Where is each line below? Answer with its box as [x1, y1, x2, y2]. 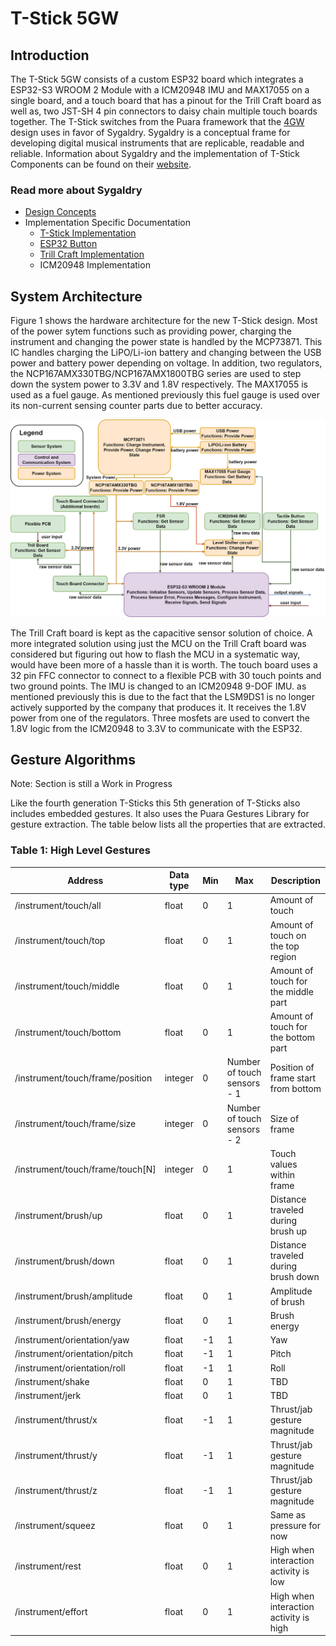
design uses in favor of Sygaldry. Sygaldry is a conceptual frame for [10, 127, 291, 138]
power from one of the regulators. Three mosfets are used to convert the [10, 712, 310, 724]
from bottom [269, 1082, 322, 1094]
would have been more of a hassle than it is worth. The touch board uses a [10, 658, 318, 671]
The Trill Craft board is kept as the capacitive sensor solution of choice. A [10, 627, 313, 639]
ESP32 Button [39, 238, 98, 250]
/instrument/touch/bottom [14, 1026, 122, 1038]
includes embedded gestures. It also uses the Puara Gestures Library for [10, 808, 310, 820]
